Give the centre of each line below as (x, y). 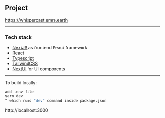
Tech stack (18, 37)
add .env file (20, 92)
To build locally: (21, 83)
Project (16, 8)
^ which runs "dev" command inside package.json (56, 101)
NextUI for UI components (39, 69)
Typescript (23, 58)
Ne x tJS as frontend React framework (50, 48)
